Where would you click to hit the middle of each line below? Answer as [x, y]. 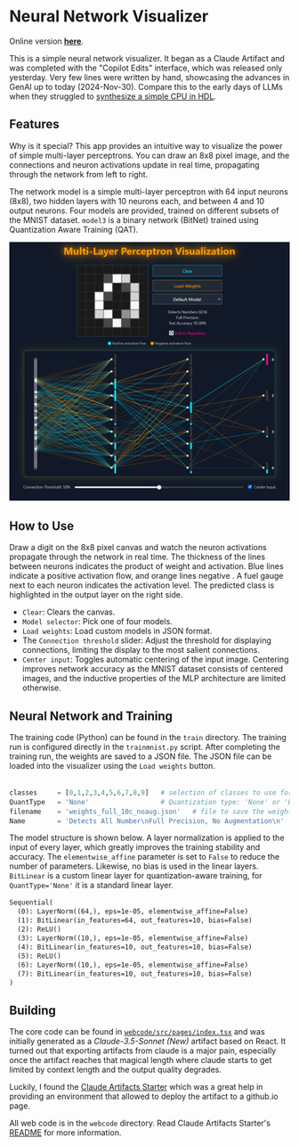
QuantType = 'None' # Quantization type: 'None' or [145, 802]
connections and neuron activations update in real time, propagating [134, 165]
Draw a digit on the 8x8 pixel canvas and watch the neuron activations [138, 548]
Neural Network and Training [91, 716]
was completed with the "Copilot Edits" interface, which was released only [146, 68]
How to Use [42, 526]
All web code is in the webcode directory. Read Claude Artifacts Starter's [140, 1123]
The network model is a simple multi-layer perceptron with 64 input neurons [149, 191]
